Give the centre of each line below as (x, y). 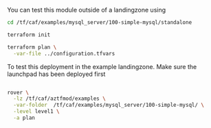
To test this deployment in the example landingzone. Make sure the (102, 66)
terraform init (29, 35)
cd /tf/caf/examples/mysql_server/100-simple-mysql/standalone (100, 23)
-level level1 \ (36, 112)
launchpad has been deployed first (56, 74)
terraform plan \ (32, 47)
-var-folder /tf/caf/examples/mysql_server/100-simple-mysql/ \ (109, 105)
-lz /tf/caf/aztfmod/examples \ (60, 99)
